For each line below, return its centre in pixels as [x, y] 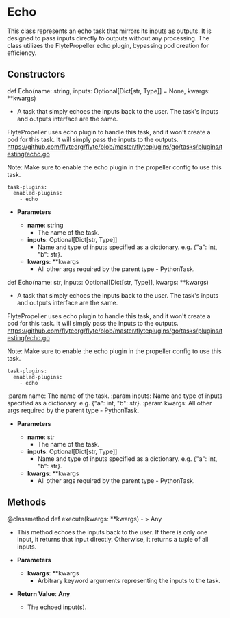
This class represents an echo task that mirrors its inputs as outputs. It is [110, 31]
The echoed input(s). [57, 607]
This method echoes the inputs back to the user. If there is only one [112, 532]
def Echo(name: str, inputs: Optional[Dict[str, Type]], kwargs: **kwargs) [108, 282]
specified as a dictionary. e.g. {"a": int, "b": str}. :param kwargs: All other [110, 403]
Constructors [36, 74]
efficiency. [22, 53]
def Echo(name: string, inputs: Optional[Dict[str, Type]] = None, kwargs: [108, 91]
